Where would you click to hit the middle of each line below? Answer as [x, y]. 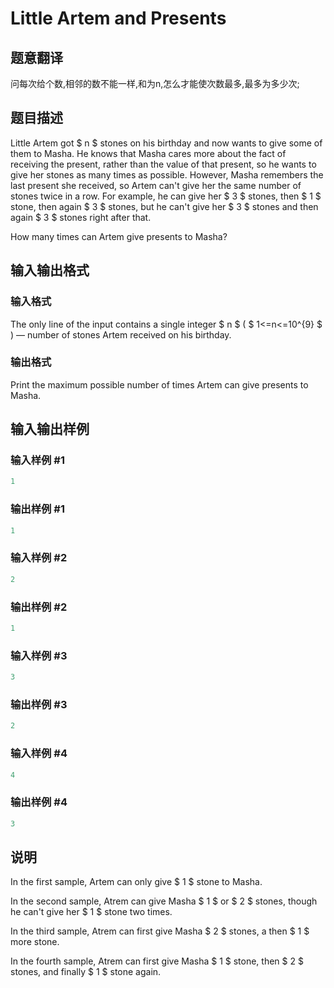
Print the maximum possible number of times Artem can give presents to [159, 384]
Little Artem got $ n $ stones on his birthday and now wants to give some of [166, 143]
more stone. [35, 942]
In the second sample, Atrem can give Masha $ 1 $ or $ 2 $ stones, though [164, 901]
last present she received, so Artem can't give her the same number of [156, 185]
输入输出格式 [50, 270]
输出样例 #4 [39, 802]
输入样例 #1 [37, 460]
